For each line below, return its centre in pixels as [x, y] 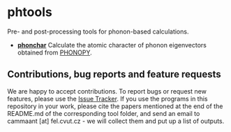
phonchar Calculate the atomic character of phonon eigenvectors [112, 45]
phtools [30, 12]
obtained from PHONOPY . [54, 52]
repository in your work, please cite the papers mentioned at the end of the [115, 106]
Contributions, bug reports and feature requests [114, 74]
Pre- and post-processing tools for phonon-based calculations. [98, 31]
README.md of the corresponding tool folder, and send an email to [104, 113]
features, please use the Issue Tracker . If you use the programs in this [107, 98]
